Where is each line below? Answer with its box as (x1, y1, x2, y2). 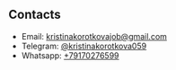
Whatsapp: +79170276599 (21, 49, 119, 61)
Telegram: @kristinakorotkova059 (21, 40, 147, 51)
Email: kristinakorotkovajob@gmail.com (21, 31, 168, 41)
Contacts (8, 7, 62, 22)
